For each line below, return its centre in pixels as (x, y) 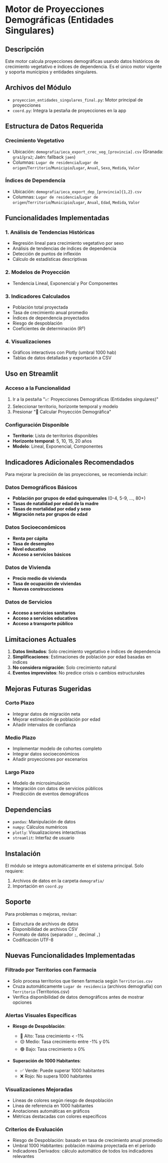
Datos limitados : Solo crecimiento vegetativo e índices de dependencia (86, 651)
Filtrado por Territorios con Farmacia (51, 970)
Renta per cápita (30, 538)
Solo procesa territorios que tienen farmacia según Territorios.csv (82, 981)
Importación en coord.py (38, 886)
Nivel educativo (29, 549)
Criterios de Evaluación (34, 1129)
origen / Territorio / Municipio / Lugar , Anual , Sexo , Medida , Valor (76, 167)
